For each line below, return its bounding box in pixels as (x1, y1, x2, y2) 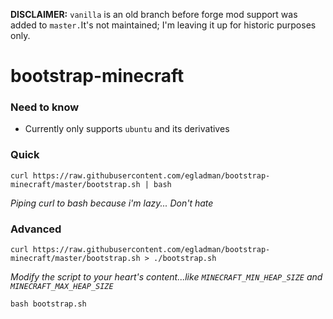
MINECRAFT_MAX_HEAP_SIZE (10, 282, 114, 292)
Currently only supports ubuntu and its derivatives (24, 123, 230, 135)
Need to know (10, 100, 80, 114)
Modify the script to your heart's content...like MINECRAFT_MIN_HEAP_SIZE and (10, 271, 323, 283)
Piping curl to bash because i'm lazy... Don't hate (10, 197, 214, 209)
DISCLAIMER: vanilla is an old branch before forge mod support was (10, 9, 298, 20)
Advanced (10, 222, 62, 236)
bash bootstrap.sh (10, 299, 87, 309)
